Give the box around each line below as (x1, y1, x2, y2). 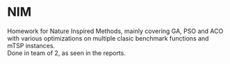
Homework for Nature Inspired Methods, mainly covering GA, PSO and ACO (7, 27, 224, 35)
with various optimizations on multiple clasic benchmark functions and (7, 34, 209, 42)
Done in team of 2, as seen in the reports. (7, 49, 126, 57)
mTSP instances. (7, 41, 56, 50)
